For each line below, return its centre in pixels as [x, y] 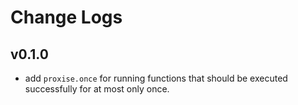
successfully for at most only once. [97, 89]
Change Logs [66, 17]
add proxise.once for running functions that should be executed [156, 78]
